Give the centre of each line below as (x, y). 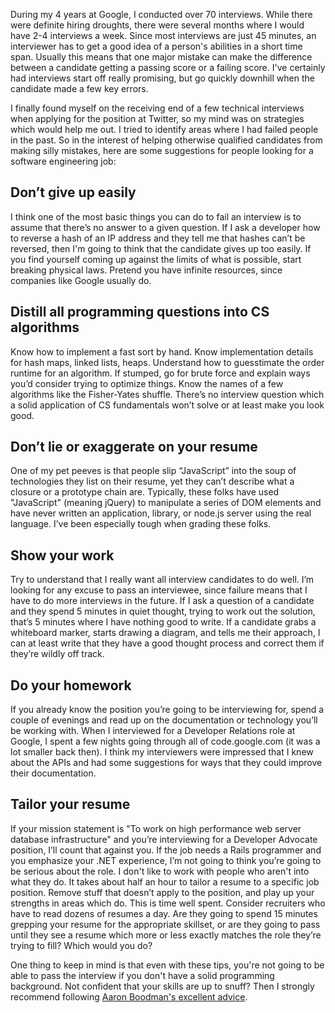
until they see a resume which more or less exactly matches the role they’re (166, 935)
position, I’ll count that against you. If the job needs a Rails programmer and (166, 850)
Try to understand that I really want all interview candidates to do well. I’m (162, 580)
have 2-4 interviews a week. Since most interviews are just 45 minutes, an (163, 35)
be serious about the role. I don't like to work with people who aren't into (160, 871)
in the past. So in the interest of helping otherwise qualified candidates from (166, 140)
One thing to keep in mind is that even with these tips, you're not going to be (167, 965)
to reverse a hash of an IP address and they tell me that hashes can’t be (158, 238)
